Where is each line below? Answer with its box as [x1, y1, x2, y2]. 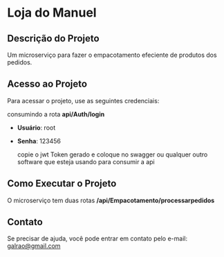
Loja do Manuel [7, 5, 97, 21]
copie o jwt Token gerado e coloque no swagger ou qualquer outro [17, 150, 208, 159]
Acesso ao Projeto [7, 78, 88, 90]
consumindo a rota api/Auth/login [7, 109, 105, 118]
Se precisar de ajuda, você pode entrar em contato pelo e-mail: [7, 234, 188, 243]
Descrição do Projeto [7, 33, 100, 44]
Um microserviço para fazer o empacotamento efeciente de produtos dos [7, 51, 217, 59]
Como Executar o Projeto [7, 178, 117, 190]
